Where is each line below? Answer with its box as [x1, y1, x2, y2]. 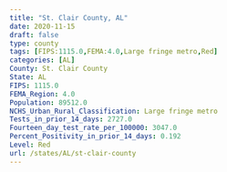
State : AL [9, 73, 47, 82]
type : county [9, 38, 59, 48]
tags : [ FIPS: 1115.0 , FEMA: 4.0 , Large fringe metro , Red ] [9, 47, 219, 56]
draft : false [9, 30, 59, 39]
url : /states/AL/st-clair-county [9, 148, 137, 157]
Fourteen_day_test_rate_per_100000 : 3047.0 [9, 124, 178, 133]
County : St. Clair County [9, 65, 108, 74]
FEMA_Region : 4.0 [9, 89, 76, 98]
